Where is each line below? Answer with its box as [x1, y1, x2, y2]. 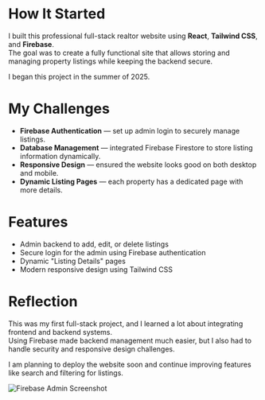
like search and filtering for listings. [8, 367, 123, 378]
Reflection [8, 293, 78, 310]
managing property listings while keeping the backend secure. [8, 56, 213, 66]
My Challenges [8, 100, 110, 118]
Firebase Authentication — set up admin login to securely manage [19, 126, 240, 135]
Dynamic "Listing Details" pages [19, 256, 126, 266]
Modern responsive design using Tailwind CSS [19, 264, 173, 274]
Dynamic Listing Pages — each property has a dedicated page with [19, 177, 244, 186]
